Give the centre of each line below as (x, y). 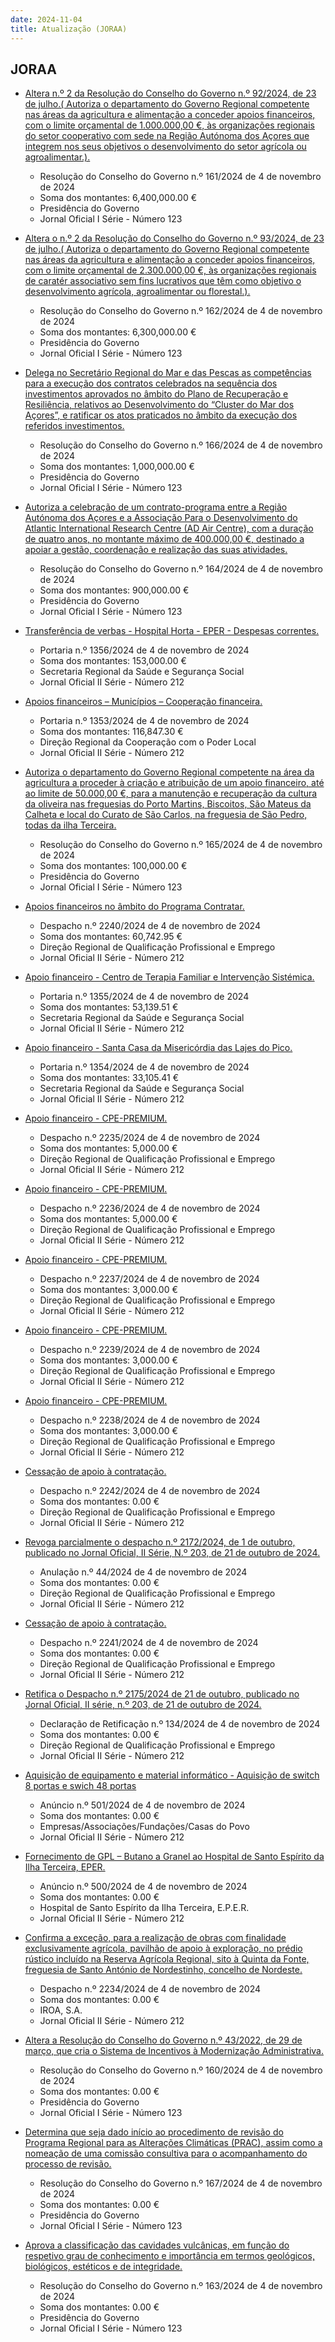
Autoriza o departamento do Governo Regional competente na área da (169, 772)
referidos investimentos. (74, 426)
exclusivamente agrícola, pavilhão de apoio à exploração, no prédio (163, 1948)
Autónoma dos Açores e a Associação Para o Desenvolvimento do (161, 518)
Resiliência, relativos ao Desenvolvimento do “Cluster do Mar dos (159, 405)
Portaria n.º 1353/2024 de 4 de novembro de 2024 (144, 721)
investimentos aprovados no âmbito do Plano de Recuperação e (156, 394)
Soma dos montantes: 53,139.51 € (109, 1007)
